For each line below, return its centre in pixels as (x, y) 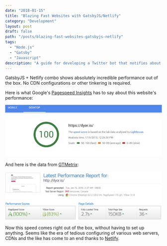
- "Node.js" (22, 47)
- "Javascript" (25, 58)
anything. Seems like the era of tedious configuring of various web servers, (82, 233)
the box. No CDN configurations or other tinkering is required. (68, 83)
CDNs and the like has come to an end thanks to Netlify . (62, 239)
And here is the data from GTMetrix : (42, 164)
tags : (11, 42)
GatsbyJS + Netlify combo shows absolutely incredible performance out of (82, 78)
